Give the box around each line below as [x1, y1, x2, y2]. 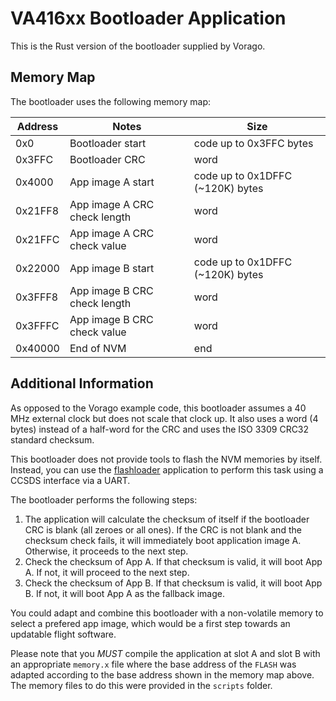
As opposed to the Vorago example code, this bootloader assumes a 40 [10, 402, 307, 414]
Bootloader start [69, 136, 147, 150]
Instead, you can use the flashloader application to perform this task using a [10, 463, 324, 476]
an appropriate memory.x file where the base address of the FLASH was [10, 658, 297, 670]
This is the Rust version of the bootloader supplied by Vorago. [10, 40, 266, 52]
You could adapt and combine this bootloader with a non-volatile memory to [10, 607, 324, 619]
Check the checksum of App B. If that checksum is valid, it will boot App [24, 577, 323, 589]
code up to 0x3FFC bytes [193, 136, 314, 150]
